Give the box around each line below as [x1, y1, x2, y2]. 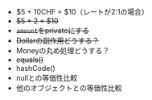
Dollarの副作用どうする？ [15, 35, 100, 45]
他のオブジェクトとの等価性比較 [15, 83, 122, 93]
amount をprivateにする [15, 26, 90, 35]
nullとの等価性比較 [15, 73, 78, 82]
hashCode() [15, 64, 56, 73]
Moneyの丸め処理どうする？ [15, 46, 110, 55]
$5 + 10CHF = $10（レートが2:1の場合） [15, 7, 149, 16]
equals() [15, 55, 44, 65]
